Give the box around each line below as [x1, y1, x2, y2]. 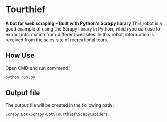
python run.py [5, 75, 36, 80]
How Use [5, 51, 35, 60]
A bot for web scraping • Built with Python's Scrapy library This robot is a [5, 20, 162, 26]
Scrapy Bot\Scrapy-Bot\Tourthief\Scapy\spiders [5, 112, 108, 117]
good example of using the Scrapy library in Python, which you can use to [5, 25, 160, 32]
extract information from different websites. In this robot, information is [5, 31, 154, 37]
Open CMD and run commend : [5, 65, 71, 71]
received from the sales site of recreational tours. [5, 37, 108, 43]
